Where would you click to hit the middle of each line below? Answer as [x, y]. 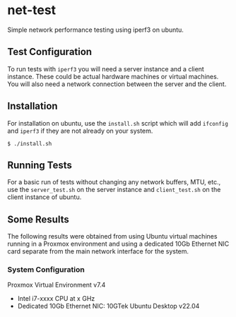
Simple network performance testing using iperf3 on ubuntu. [95, 30]
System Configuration [46, 270]
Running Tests [40, 165]
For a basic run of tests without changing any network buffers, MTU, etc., [114, 182]
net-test [32, 10]
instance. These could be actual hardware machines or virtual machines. [113, 76]
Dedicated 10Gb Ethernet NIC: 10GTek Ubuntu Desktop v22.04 [108, 306]
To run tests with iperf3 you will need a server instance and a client [106, 68]
